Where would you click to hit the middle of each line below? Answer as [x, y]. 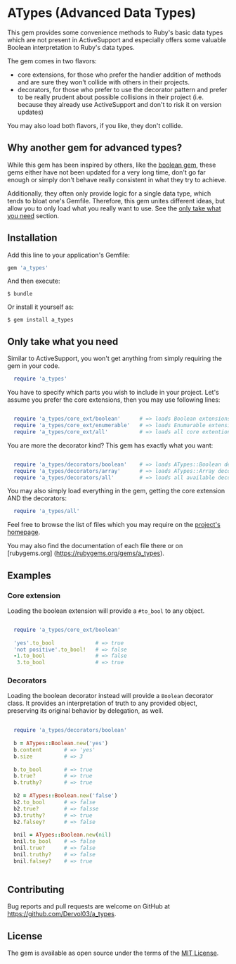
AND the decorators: [37, 498]
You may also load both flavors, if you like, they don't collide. [95, 125]
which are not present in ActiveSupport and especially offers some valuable [117, 39]
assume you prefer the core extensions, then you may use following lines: [114, 400]
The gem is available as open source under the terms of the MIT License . [113, 953]
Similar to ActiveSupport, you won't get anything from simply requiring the [115, 359]
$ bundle [20, 294]
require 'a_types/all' [47, 512]
